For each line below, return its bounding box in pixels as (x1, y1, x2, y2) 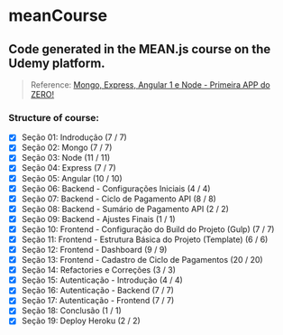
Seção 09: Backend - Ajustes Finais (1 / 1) (21, 213, 177, 224)
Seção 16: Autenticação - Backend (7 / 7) (21, 285, 175, 296)
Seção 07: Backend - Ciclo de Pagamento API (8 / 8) (21, 193, 217, 204)
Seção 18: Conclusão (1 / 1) (21, 305, 123, 316)
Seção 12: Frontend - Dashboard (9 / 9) (21, 244, 168, 255)
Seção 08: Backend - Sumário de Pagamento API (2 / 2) (21, 203, 229, 214)
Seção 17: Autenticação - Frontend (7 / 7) (21, 295, 175, 306)
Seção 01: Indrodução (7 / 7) (21, 132, 127, 143)
